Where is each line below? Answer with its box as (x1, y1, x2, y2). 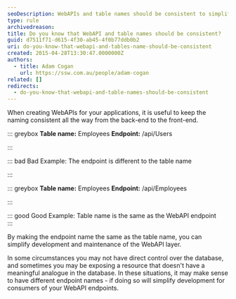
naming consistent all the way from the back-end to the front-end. (7, 116, 199, 124)
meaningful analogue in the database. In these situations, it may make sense (7, 269, 228, 277)
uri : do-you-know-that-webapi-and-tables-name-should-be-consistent (7, 43, 212, 50)
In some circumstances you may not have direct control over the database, (7, 254, 224, 262)
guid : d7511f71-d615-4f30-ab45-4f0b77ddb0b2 (7, 37, 140, 44)
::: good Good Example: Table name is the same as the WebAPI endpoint (7, 212, 216, 220)
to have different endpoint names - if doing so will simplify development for (7, 276, 225, 285)
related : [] (7, 75, 42, 83)
